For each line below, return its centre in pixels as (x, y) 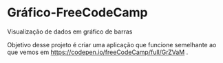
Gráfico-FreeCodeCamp (77, 13)
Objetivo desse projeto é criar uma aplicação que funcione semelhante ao (112, 45)
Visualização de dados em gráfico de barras (70, 32)
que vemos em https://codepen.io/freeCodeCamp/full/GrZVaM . (98, 52)
